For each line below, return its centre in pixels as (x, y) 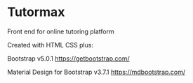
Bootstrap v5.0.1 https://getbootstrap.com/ (68, 58)
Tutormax (36, 12)
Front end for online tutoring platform (61, 31)
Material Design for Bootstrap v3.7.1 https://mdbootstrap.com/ (96, 72)
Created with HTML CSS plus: (50, 45)
